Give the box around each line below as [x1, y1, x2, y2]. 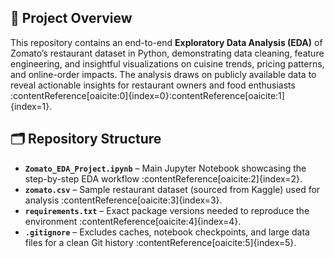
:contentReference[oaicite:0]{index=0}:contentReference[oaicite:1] [10, 89, 285, 101]
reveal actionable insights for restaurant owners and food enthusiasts [10, 79, 296, 91]
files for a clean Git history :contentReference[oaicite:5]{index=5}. [24, 236, 297, 248]
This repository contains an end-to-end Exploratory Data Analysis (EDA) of [10, 36, 323, 48]
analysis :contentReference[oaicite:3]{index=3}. [24, 194, 223, 206]
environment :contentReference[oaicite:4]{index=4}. [24, 215, 242, 227]
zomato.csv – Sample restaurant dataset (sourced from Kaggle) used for [24, 183, 321, 195]
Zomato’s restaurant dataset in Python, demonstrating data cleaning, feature [10, 47, 325, 59]
